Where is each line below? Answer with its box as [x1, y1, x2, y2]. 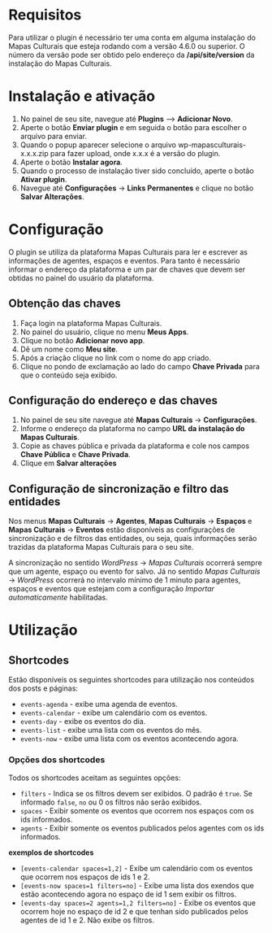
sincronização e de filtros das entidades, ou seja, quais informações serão [8, 534, 257, 543]
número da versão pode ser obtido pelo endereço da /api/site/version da [8, 50, 255, 59]
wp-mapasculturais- [178, 140, 246, 150]
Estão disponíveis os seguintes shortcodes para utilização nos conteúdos [8, 675, 254, 685]
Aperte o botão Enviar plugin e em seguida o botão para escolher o [19, 122, 248, 132]
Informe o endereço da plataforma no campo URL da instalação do [19, 424, 245, 434]
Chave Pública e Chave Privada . [19, 450, 132, 460]
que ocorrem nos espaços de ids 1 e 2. [19, 872, 150, 882]
